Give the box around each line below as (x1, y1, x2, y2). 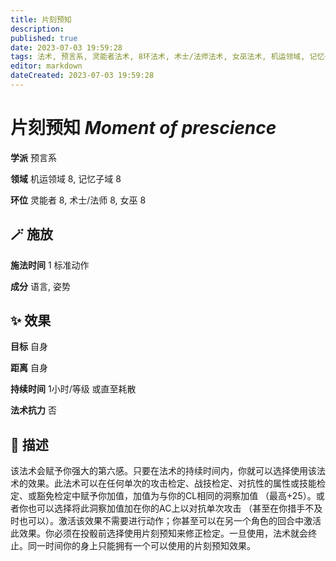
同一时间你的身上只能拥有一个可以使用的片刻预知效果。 (27, 540, 256, 552)
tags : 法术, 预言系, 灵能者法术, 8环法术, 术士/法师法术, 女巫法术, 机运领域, (10, 52, 306, 62)
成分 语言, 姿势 (10, 280, 71, 292)
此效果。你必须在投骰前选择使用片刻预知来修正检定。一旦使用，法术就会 (10, 527, 308, 540)
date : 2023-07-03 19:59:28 (10, 42, 123, 53)
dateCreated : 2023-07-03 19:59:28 (10, 71, 155, 81)
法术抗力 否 (10, 404, 57, 416)
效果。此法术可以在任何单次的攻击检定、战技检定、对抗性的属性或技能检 (27, 477, 326, 490)
